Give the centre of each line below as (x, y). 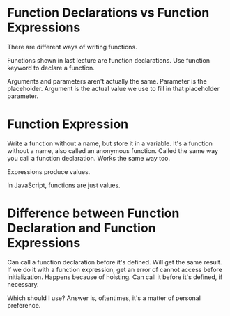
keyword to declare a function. (51, 68)
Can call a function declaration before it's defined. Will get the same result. (115, 262)
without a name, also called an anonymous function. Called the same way (113, 150)
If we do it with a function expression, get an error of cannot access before (115, 269)
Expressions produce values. (49, 171)
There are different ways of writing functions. (72, 47)
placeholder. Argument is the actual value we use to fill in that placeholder (113, 88)
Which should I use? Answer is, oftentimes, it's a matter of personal (104, 298)
